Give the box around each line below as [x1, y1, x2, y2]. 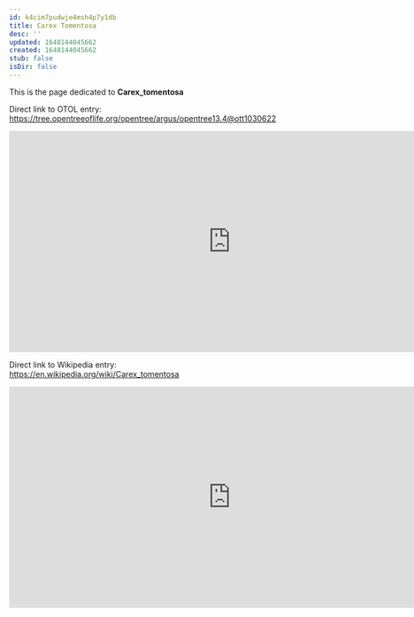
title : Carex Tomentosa [9, 21, 97, 30]
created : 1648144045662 [9, 46, 97, 55]
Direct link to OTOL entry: [9, 104, 102, 114]
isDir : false [9, 63, 57, 72]
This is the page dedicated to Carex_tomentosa [9, 86, 184, 97]
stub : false [9, 54, 53, 63]
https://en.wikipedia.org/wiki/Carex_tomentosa [9, 368, 180, 379]
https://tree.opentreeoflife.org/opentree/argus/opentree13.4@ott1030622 [9, 112, 277, 124]
